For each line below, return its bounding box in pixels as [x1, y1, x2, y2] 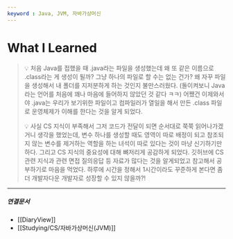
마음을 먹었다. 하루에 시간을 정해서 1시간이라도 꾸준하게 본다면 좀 [48, 165, 223, 173]
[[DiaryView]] [17, 215, 56, 224]
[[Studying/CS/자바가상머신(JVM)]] [17, 223, 116, 232]
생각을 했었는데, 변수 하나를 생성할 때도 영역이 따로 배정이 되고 [37, 130, 206, 139]
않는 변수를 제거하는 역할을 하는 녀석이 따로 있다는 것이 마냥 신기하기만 [31, 139, 223, 148]
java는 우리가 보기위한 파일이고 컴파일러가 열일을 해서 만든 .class [33, 98, 210, 107]
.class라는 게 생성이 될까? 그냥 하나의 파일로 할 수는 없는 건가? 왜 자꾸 [24, 72, 214, 80]
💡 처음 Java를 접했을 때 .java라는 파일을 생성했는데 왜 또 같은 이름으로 [24, 64, 214, 72]
